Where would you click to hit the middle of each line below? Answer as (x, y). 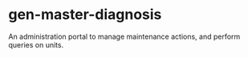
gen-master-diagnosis (85, 15)
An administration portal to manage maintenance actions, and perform (124, 36)
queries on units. (36, 44)
